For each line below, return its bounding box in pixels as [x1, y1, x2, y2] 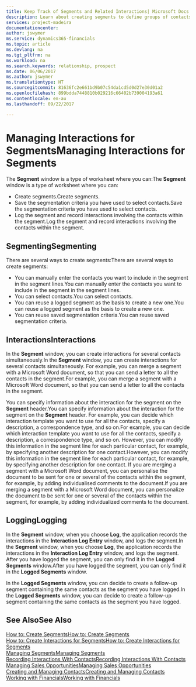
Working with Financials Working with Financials [6, 674, 121, 681]
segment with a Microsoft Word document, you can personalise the [6, 468, 168, 475]
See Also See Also [6, 615, 72, 625]
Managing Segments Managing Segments [6, 649, 106, 656]
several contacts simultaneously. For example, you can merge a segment [6, 363, 181, 370]
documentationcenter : [6, 25, 59, 31]
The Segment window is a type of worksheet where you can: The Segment [6, 176, 186, 183]
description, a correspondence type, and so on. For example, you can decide [6, 424, 190, 431]
